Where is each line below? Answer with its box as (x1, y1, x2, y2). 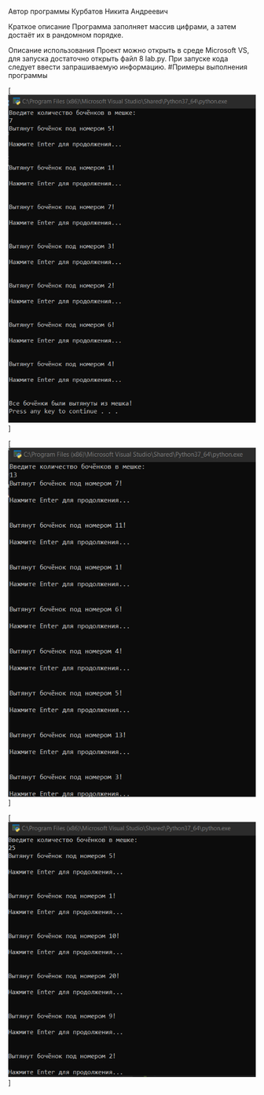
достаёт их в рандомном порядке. (8, 31, 124, 39)
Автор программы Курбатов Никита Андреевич (8, 7, 169, 16)
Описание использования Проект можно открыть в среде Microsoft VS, (8, 46, 250, 54)
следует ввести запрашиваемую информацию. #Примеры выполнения (8, 62, 247, 72)
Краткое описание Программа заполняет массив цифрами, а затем (8, 22, 237, 31)
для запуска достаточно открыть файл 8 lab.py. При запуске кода (8, 54, 229, 63)
